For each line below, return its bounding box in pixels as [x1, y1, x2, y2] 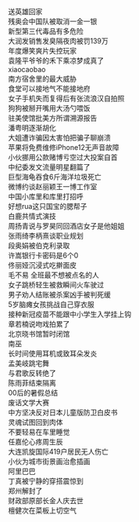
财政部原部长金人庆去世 [8, 496, 84, 505]
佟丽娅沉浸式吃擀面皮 [8, 261, 77, 269]
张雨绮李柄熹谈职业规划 [8, 231, 84, 240]
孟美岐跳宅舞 [8, 359, 49, 367]
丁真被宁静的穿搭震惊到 [8, 476, 84, 485]
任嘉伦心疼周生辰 [8, 437, 63, 446]
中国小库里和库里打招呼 [8, 192, 84, 201]
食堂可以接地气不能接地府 [8, 84, 91, 93]
